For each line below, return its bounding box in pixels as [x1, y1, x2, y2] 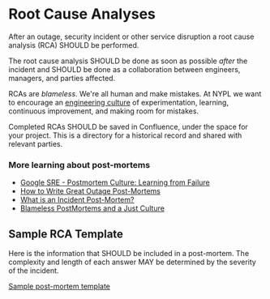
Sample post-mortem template [8, 281, 111, 292]
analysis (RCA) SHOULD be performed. [8, 40, 139, 49]
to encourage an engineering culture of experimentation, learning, [8, 97, 229, 107]
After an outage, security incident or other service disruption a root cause [8, 32, 255, 41]
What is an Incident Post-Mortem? [19, 195, 135, 205]
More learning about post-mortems [8, 159, 151, 170]
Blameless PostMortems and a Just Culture [19, 203, 165, 213]
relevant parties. [8, 139, 63, 148]
